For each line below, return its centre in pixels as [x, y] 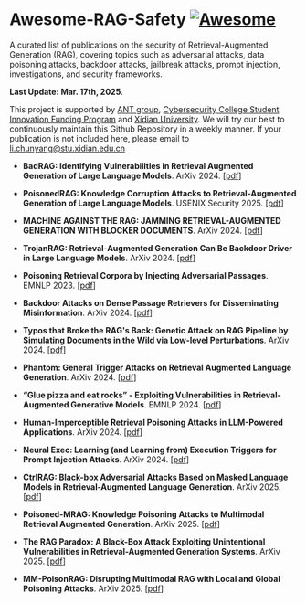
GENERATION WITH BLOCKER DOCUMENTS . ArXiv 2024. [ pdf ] [142, 230]
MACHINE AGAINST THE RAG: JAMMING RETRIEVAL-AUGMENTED [152, 220]
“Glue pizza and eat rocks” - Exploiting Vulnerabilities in [132, 395]
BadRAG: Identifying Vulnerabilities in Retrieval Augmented [138, 165]
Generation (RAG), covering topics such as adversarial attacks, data [137, 54]
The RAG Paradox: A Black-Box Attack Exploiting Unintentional [144, 541]
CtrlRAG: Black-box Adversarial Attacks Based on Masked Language [155, 477]
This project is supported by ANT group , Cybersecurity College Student [144, 109]
